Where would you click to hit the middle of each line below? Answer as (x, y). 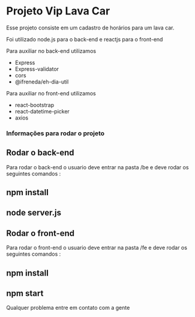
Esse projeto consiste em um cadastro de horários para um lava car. (90, 28)
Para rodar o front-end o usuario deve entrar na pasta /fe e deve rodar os (97, 248)
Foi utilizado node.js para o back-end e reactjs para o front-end (85, 39)
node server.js (34, 213)
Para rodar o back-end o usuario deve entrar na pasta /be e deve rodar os (97, 167)
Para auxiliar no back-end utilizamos (51, 51)
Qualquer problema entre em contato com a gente (68, 308)
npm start (25, 293)
